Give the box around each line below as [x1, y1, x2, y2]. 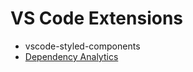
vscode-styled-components [24, 40, 141, 52]
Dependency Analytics [24, 50, 119, 62]
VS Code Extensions [10, 7, 184, 30]
